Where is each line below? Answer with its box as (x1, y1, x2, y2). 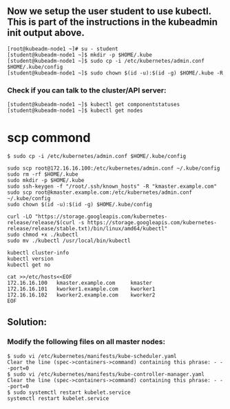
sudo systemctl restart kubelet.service (13, 389, 131, 396)
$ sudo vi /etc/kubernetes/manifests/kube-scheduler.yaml (7, 352, 177, 359)
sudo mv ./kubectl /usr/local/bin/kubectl (7, 237, 131, 244)
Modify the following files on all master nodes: (7, 337, 165, 347)
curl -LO (7, 213, 32, 220)
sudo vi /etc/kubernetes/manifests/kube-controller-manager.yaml (13, 370, 205, 378)
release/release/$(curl (7, 219, 76, 226)
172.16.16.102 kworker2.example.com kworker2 (7, 292, 156, 299)
